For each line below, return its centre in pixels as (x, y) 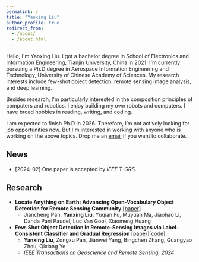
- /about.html (29, 39)
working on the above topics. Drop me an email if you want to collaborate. (97, 136)
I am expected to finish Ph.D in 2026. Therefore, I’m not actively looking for (98, 123)
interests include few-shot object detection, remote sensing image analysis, (99, 81)
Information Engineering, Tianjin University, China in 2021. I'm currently (93, 62)
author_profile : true (33, 23)
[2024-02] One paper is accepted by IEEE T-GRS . (75, 169)
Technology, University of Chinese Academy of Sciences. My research (93, 75)
